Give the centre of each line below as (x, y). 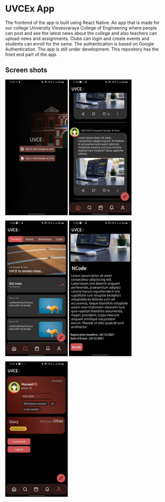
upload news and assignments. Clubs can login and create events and (77, 38)
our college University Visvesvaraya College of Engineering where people (81, 27)
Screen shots (26, 70)
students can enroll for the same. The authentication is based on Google (79, 43)
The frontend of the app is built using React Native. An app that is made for (82, 22)
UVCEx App (30, 9)
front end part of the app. (31, 54)
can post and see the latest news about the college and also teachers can (81, 33)
